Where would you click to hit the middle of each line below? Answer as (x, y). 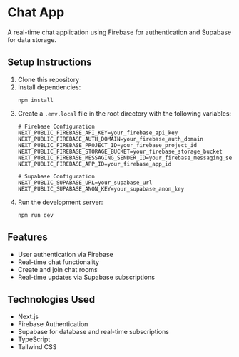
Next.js (28, 317)
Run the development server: (60, 202)
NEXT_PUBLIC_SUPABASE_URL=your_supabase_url (85, 183)
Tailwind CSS (37, 347)
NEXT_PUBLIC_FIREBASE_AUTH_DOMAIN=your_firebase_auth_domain (111, 139)
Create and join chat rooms (57, 269)
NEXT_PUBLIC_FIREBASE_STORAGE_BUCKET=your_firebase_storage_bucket (120, 151)
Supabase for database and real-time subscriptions (93, 332)
